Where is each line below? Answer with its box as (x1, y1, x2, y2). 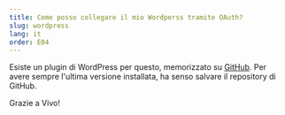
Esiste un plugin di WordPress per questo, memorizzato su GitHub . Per (9, 62, 267, 73)
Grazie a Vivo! (9, 98, 60, 109)
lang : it (9, 29, 42, 38)
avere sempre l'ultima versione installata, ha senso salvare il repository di (9, 72, 276, 82)
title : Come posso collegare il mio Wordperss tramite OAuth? (9, 12, 243, 22)
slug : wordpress (9, 21, 69, 30)
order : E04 (9, 37, 50, 47)
